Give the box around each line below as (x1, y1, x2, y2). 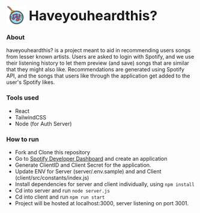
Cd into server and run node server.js (14, 187, 110, 194)
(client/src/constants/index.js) (14, 174, 89, 181)
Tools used (6, 94, 39, 102)
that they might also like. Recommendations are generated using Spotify (6, 66, 185, 73)
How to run (6, 135, 39, 143)
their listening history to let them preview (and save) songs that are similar (6, 59, 189, 67)
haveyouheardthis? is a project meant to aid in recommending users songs (6, 47, 191, 54)
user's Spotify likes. (6, 79, 55, 86)
